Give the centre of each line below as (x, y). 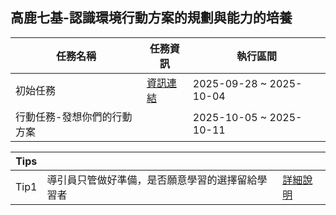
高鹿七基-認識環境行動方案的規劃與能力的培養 (151, 18)
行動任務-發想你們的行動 (74, 116)
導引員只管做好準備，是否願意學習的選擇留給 (152, 180)
